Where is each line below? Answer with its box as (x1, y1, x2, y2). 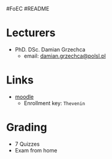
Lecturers (6, 26, 56, 40)
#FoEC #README (6, 5, 50, 12)
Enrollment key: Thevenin (23, 99, 86, 107)
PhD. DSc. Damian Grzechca (14, 46, 86, 53)
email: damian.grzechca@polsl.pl (23, 52, 106, 59)
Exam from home (14, 146, 57, 154)
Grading (6, 121, 47, 134)
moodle (14, 93, 34, 100)
